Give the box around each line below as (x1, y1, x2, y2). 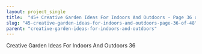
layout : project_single (6, 8, 66, 15)
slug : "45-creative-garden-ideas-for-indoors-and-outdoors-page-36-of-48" (6, 20, 198, 26)
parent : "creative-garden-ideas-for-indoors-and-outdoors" (6, 25, 158, 32)
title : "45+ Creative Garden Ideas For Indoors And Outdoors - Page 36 (6, 14, 192, 20)
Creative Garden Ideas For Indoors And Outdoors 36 (6, 42, 136, 49)
